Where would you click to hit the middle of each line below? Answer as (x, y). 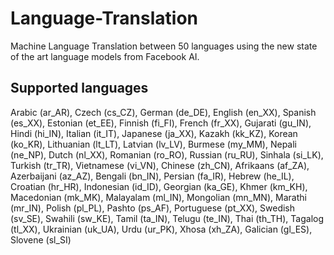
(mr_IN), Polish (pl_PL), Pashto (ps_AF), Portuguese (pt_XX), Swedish (153, 208)
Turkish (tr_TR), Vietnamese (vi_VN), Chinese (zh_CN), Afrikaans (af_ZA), (160, 165)
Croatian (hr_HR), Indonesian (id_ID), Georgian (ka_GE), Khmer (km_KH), (159, 186)
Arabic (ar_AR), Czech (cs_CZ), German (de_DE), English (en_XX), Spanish (163, 112)
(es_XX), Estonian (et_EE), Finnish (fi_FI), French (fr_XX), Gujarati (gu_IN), (161, 123)
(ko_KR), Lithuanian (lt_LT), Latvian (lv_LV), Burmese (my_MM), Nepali (153, 144)
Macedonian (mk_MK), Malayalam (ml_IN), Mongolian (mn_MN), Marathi (158, 197)
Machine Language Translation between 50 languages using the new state (164, 46)
